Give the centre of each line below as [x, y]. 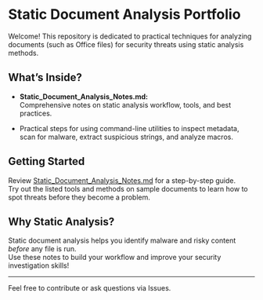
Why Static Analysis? [61, 221]
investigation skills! [39, 265]
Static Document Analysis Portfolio [124, 15]
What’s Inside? [45, 77]
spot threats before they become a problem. [79, 197]
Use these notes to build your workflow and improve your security [115, 258]
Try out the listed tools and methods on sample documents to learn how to [128, 188]
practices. [36, 113]
